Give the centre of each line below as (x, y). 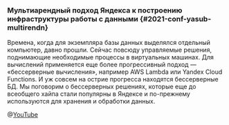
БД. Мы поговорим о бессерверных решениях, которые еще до (102, 87)
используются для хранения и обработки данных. (81, 102)
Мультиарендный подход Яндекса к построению (95, 10)
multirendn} (28, 28)
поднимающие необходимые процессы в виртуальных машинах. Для (111, 57)
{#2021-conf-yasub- (175, 19)
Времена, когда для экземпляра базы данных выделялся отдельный (109, 43)
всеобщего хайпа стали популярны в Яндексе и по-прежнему (99, 94)
